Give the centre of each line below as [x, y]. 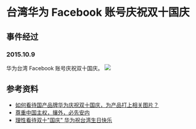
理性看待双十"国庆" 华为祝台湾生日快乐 [63, 120]
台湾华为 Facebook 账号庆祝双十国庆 [98, 12]
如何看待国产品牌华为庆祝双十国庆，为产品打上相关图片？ [87, 105]
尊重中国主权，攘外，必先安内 [52, 112]
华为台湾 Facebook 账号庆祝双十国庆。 [55, 68]
